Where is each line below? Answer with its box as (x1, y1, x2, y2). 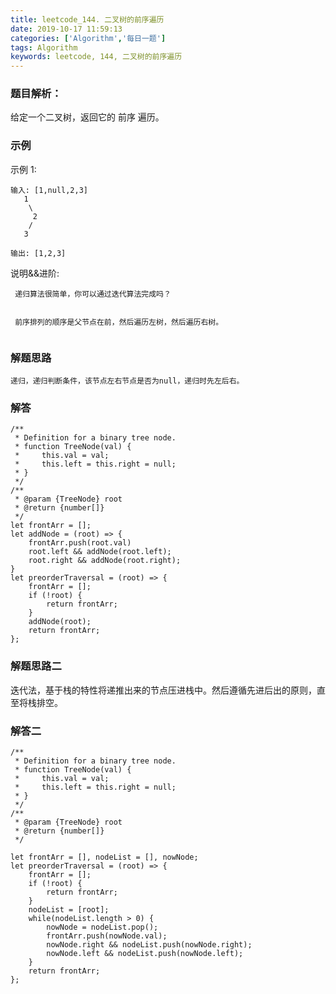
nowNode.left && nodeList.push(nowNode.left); (46, 948, 244, 958)
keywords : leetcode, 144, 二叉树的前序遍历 (10, 52, 183, 62)
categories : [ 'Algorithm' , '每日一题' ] (10, 33, 167, 43)
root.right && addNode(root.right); (28, 556, 182, 566)
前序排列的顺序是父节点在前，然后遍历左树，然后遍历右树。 (14, 317, 224, 327)
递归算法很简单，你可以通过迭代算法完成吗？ (14, 289, 172, 299)
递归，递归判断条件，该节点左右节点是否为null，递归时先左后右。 (10, 376, 245, 386)
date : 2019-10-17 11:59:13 (10, 24, 123, 34)
